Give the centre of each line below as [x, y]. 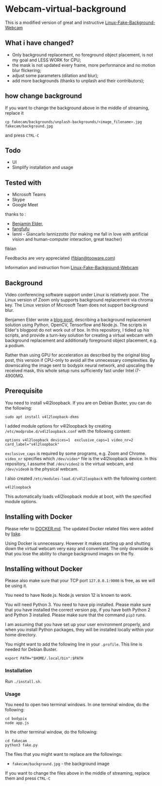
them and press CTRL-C [28, 778]
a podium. [15, 345]
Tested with [23, 183]
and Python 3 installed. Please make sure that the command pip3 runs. [76, 615]
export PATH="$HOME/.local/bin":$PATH [44, 658]
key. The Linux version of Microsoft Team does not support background [77, 305]
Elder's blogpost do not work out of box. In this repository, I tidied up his [77, 330]
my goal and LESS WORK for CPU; [46, 60]
